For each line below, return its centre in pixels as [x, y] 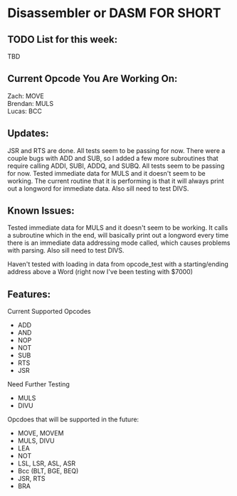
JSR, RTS [31, 479]
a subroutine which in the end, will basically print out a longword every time [118, 236]
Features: [29, 294]
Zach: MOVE [26, 96]
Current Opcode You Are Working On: [93, 79]
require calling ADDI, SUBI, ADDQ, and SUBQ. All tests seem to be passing [116, 166]
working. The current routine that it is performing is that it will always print [116, 181]
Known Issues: [41, 211]
